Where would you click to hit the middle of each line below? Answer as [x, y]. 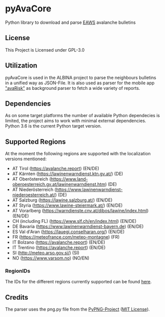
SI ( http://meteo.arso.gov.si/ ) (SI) [46, 253]
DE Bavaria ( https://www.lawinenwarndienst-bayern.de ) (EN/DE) [78, 227]
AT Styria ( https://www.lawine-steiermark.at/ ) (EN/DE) [67, 205]
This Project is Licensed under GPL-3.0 [45, 50]
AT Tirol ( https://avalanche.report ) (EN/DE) [56, 169]
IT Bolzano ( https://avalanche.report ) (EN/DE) [59, 242]
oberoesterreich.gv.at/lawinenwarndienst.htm [59, 185]
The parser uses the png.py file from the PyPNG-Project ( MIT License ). [78, 309]
